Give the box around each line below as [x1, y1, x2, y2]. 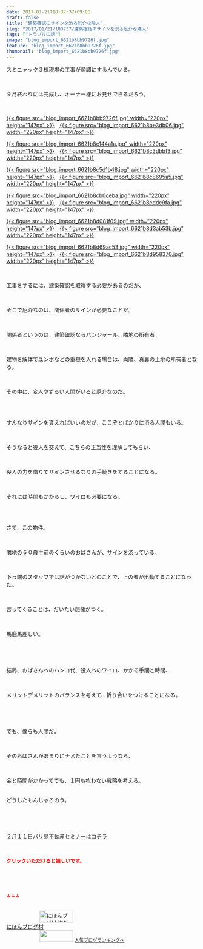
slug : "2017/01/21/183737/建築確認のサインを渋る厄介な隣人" [6, 25, 150, 32]
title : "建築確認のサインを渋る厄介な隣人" [6, 20, 103, 26]
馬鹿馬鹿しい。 [6, 630, 44, 637]
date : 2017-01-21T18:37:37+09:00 [6, 8, 91, 15]
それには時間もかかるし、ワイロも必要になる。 [6, 493, 123, 500]
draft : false [6, 15, 39, 21]
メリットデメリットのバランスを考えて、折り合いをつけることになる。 [6, 691, 181, 698]
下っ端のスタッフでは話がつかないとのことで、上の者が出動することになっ [6, 573, 192, 580]
